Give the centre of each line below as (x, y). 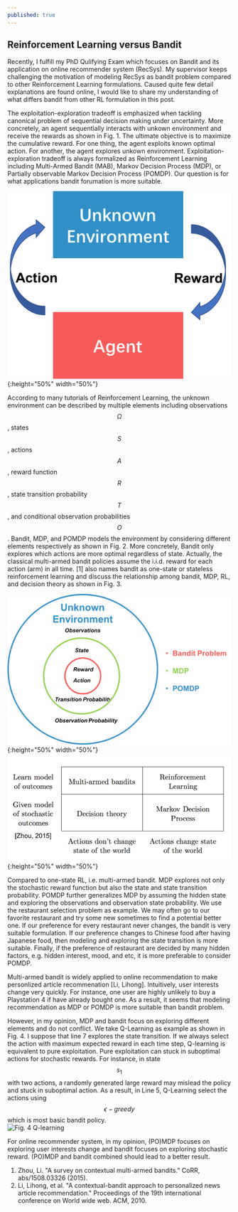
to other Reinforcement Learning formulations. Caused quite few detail (110, 85)
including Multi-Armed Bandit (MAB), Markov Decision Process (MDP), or (114, 166)
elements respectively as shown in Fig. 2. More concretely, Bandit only (111, 546)
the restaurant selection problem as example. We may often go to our (109, 910)
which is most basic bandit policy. (57, 1120)
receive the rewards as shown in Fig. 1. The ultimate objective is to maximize (119, 136)
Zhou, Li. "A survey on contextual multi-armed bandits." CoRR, (109, 1170)
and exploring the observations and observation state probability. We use (115, 903)
